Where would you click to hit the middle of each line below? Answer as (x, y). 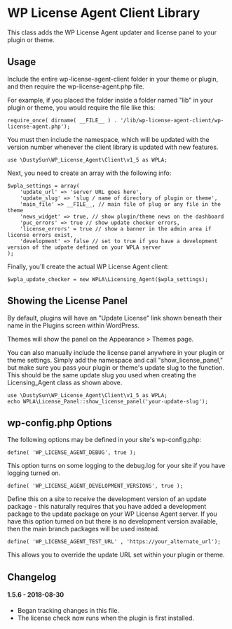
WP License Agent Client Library (104, 13)
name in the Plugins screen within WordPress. (74, 325)
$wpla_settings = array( (43, 186)
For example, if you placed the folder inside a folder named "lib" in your (110, 100)
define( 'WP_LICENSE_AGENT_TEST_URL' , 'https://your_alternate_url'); (114, 542)
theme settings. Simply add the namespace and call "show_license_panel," (115, 360)
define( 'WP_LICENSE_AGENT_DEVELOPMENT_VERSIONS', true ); (95, 486)
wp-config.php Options (60, 423)
